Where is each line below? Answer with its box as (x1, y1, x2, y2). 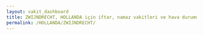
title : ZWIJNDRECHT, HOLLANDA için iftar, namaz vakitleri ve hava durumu (6, 14, 199, 20)
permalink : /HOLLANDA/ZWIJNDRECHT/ (6, 20, 96, 26)
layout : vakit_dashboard (6, 8, 69, 15)
